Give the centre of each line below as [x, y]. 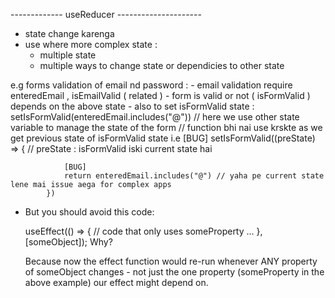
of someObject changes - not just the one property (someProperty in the [174, 272]
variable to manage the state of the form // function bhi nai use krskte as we [166, 127]
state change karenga [69, 33]
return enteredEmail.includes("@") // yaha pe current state [194, 176]
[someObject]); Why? [68, 242]
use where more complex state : [91, 44]
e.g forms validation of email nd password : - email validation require [151, 85]
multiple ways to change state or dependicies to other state [162, 65]
